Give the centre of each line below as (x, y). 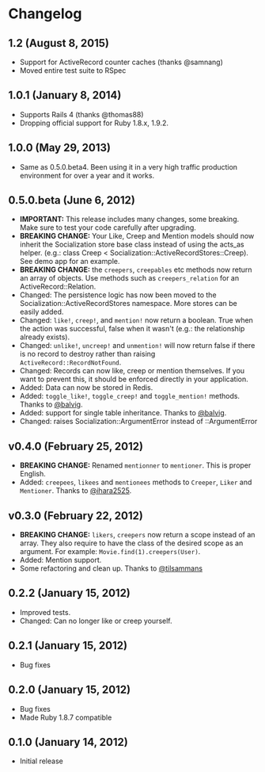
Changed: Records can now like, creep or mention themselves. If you (132, 371)
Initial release (41, 761)
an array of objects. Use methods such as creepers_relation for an (129, 278)
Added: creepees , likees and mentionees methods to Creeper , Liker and (136, 482)
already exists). (44, 337)
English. (32, 474)
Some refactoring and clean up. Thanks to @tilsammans (111, 568)
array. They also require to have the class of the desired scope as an (131, 543)
